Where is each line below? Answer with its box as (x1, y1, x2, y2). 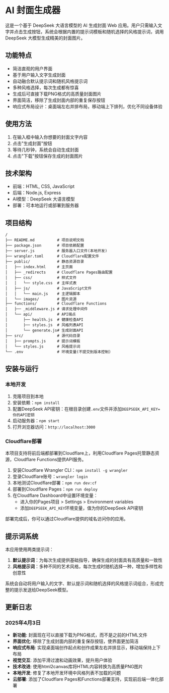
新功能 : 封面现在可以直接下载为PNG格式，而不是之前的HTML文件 (12, 632, 147, 638)
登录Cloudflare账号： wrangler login (12, 473, 88, 480)
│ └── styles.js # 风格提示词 (5, 344, 80, 349)
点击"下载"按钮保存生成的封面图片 (12, 153, 83, 159)
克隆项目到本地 (12, 393, 44, 399)
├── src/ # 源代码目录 (5, 333, 80, 338)
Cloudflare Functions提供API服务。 (14, 457, 87, 463)
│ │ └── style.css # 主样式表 (5, 281, 77, 286)
